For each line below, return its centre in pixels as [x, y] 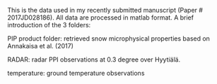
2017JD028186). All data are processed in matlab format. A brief [101, 17]
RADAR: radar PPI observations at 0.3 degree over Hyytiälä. [94, 59]
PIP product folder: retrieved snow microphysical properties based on [109, 38]
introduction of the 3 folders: [49, 25]
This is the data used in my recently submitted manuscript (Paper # [105, 10]
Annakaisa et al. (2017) [41, 46]
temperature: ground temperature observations [76, 73]
